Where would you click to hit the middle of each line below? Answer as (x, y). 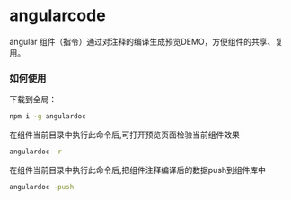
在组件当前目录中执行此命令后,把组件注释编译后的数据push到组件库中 (138, 170)
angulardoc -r (36, 152)
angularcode (57, 16)
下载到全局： (33, 100)
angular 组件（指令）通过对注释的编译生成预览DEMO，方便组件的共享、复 (146, 41)
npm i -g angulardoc (48, 117)
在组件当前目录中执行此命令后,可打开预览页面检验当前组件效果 (125, 135)
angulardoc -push (42, 187)
